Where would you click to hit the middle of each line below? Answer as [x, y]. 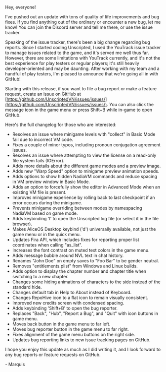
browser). [22, 224]
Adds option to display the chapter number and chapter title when [79, 271]
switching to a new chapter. [40, 277]
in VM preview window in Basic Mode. [51, 182]
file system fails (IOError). [38, 160]
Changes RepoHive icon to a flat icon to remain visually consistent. [80, 298]
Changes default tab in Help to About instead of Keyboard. [72, 292]
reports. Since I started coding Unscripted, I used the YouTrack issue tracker [83, 47]
